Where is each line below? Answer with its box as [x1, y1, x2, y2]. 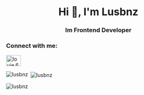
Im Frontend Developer [65, 26, 132, 34]
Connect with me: [6, 42, 58, 50]
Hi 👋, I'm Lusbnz [58, 5, 139, 19]
